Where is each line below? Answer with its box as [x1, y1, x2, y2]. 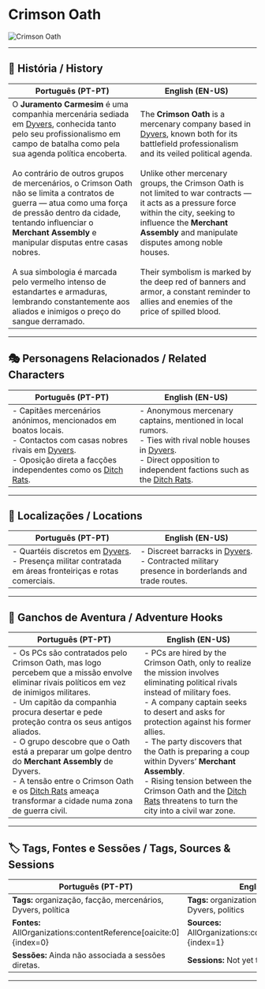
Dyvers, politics [187, 905, 244, 915]
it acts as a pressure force [140, 197, 237, 208]
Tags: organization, [187, 894, 259, 905]
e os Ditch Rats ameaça [12, 785, 100, 796]
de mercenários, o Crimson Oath [12, 178, 132, 189]
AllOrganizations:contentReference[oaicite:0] [12, 927, 180, 938]
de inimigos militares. [12, 687, 91, 698]
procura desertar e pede [12, 706, 103, 717]
